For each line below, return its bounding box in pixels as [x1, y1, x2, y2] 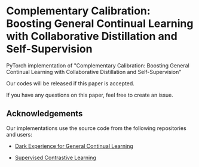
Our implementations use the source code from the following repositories [6, 124, 186, 132]
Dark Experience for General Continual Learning [14, 142, 133, 150]
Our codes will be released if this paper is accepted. [6, 79, 134, 87]
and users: [6, 131, 33, 138]
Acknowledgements [6, 109, 83, 119]
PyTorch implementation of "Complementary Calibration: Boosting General [6, 61, 189, 69]
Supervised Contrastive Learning [14, 154, 97, 161]
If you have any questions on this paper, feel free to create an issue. [6, 91, 173, 98]
